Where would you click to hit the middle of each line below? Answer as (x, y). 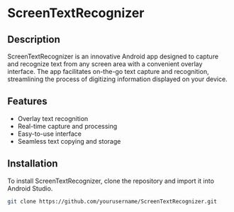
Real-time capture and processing (67, 126)
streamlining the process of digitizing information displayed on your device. (118, 79)
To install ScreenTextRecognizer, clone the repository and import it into (111, 181)
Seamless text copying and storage (69, 141)
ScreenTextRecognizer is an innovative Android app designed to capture (113, 56)
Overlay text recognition (53, 118)
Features (27, 101)
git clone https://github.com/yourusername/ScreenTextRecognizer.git (112, 201)
